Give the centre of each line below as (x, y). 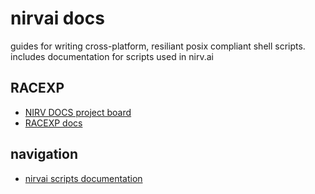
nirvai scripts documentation (83, 178)
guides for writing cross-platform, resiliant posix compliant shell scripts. (158, 46)
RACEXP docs (53, 123)
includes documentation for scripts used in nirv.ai (112, 56)
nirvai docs (57, 18)
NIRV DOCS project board (78, 112)
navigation (44, 154)
